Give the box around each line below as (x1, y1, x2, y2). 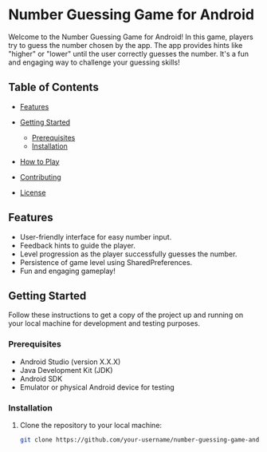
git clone (19, 435, 53, 444)
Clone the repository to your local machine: (19, 420, 162, 430)
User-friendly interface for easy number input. (19, 232, 172, 241)
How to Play (19, 157, 60, 166)
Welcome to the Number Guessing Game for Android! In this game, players (8, 32, 253, 42)
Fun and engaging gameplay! (19, 266, 116, 276)
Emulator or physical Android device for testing (19, 382, 175, 392)
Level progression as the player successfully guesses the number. (19, 249, 238, 259)
